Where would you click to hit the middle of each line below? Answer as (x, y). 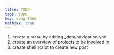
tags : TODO (16, 14)
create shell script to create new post (50, 47)
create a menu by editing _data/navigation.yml (59, 37)
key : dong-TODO (21, 18)
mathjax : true (20, 23)
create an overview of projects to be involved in (61, 42)
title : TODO (17, 9)
